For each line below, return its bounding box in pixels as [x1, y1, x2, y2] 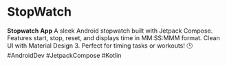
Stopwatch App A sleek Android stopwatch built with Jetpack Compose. [7, 27, 213, 35]
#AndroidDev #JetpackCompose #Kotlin [7, 51, 122, 59]
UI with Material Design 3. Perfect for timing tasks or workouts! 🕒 [7, 42, 193, 50]
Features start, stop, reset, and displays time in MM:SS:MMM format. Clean [7, 33, 220, 42]
